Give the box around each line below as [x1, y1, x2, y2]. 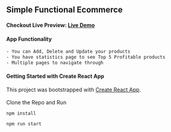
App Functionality [6, 35, 52, 43]
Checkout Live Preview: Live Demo [6, 21, 95, 29]
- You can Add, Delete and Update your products [6, 49, 131, 55]
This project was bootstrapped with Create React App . [6, 86, 141, 94]
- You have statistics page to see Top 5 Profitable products [6, 54, 166, 61]
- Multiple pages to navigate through [6, 59, 104, 65]
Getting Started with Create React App [6, 73, 104, 80]
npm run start [6, 121, 42, 127]
